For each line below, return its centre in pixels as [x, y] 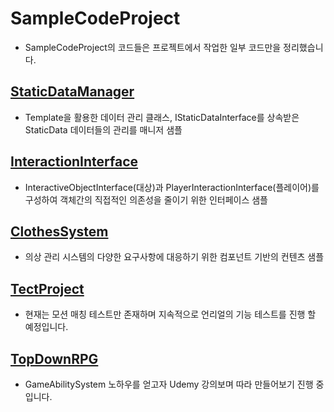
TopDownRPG [54, 358]
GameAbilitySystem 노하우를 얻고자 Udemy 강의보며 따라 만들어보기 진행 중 [174, 384]
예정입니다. [46, 327]
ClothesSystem [59, 231]
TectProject [47, 288]
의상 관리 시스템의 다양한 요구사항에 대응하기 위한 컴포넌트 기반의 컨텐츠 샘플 [174, 257]
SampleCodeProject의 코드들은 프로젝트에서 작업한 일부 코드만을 [153, 47]
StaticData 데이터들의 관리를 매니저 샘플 [103, 129]
